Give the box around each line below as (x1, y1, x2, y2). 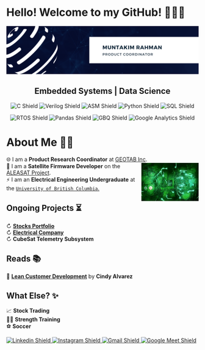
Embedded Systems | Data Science (34, 86, 171, 96)
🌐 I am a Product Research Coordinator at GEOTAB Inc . (6, 155, 148, 163)
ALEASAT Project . (6, 169, 51, 176)
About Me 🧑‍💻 (6, 135, 74, 149)
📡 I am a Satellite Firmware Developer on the (6, 162, 121, 170)
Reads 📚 (6, 253, 41, 264)
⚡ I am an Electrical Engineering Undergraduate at (6, 176, 135, 183)
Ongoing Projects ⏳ (6, 203, 82, 213)
